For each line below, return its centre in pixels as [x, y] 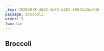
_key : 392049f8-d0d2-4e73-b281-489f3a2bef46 [52, 10]
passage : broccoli [24, 14]
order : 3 [14, 19]
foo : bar [14, 24]
